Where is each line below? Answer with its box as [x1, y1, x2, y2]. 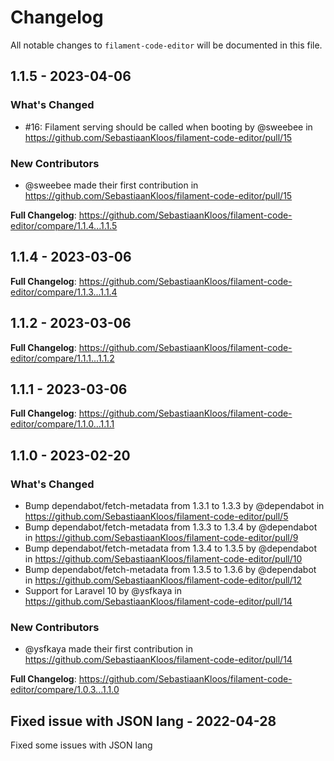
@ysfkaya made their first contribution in [24, 643, 193, 655]
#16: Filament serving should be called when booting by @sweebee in [24, 121, 313, 133]
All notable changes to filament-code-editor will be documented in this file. [10, 39, 323, 51]
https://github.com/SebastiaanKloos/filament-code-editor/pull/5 [24, 511, 289, 523]
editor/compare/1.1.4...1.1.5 [10, 219, 118, 231]
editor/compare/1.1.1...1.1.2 [10, 352, 115, 364]
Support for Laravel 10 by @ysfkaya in [24, 585, 182, 597]
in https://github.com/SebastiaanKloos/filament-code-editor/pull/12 [24, 574, 302, 586]
